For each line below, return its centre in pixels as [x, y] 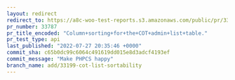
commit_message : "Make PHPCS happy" [60, 59]
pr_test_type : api [33, 40]
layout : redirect [32, 14]
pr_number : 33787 [32, 26]
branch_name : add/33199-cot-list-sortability [74, 65]
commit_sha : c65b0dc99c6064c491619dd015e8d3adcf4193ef [88, 53]
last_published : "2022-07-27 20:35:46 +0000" [74, 46]
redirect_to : [26, 20]
